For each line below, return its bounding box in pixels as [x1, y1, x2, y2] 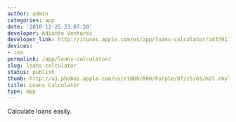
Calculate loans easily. [7, 107, 72, 116]
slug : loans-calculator [7, 62, 77, 69]
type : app [7, 88, 37, 95]
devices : [7, 43, 33, 49]
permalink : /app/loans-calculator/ [7, 56, 112, 63]
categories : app [7, 17, 55, 24]
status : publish [7, 68, 55, 75]
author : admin [7, 10, 49, 17]
